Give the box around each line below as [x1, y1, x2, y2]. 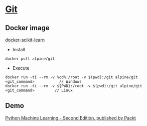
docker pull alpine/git [5, 56, 55, 61]
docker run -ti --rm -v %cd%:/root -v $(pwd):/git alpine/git [5, 75, 138, 80]
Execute [12, 65, 30, 71]
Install [12, 47, 25, 52]
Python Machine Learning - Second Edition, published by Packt [5, 114, 136, 121]
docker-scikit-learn [5, 37, 45, 43]
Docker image [5, 24, 50, 32]
